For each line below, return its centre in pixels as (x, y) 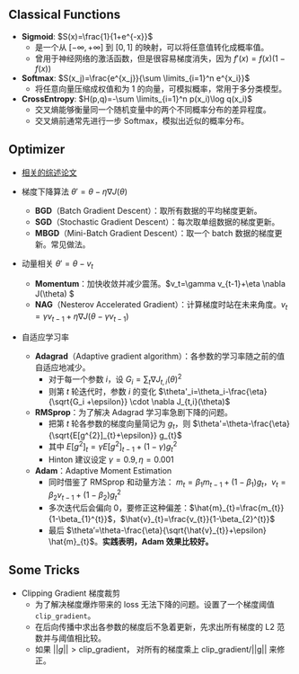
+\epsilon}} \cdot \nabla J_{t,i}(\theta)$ (158, 402)
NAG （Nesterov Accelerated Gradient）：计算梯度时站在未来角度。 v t (161, 306)
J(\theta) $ (55, 294)
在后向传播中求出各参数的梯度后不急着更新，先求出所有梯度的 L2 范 (159, 626)
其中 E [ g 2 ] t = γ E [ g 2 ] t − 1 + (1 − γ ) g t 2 (113, 447)
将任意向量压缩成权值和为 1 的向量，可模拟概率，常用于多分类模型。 (161, 88)
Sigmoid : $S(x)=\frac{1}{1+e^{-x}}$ (87, 36)
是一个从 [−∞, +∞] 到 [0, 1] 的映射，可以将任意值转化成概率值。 (152, 47)
